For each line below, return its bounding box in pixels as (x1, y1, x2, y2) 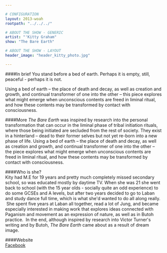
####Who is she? (5, 169, 41, 175)
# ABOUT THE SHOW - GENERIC (5, 30, 64, 35)
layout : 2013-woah (5, 16, 43, 21)
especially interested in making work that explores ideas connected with (5, 206, 154, 212)
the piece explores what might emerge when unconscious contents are (5, 148, 151, 155)
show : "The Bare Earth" (5, 39, 55, 44)
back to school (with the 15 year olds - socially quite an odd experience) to (5, 185, 159, 191)
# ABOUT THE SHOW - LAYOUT (5, 48, 61, 53)
